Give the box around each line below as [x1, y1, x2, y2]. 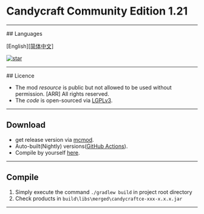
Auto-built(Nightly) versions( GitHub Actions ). [15, 142, 128, 150]
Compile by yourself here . [15, 149, 80, 156]
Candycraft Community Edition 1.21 [6, 4, 188, 18]
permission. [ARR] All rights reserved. [15, 90, 109, 98]
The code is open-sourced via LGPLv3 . [15, 96, 113, 104]
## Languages [6, 30, 42, 37]
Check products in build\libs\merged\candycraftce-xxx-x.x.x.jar [15, 195, 183, 202]
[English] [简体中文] [6, 42, 54, 50]
